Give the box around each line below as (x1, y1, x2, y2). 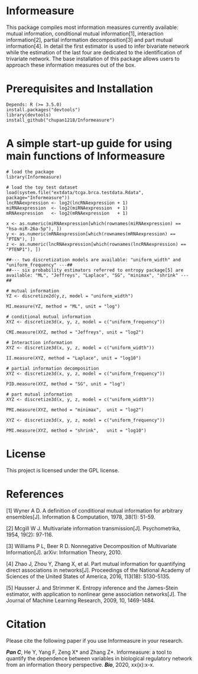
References (6, 487, 64, 501)
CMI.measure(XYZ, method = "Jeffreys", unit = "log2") (6, 329, 144, 335)
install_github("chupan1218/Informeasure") (6, 117, 115, 123)
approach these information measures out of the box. (6, 61, 136, 69)
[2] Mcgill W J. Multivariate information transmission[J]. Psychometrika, (6, 524, 181, 532)
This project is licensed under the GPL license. (6, 466, 119, 474)
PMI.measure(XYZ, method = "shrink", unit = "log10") (6, 427, 147, 433)
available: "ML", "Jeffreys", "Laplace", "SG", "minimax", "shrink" (6, 272, 178, 278)
